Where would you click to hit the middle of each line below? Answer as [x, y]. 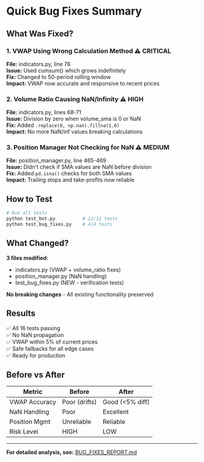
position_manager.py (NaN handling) [61, 276]
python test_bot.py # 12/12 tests [62, 219]
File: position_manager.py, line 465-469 [56, 161]
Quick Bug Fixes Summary [74, 11]
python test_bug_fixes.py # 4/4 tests [59, 225]
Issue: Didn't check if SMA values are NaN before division [79, 167]
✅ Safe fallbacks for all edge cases [50, 348]
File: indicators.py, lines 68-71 [44, 112]
